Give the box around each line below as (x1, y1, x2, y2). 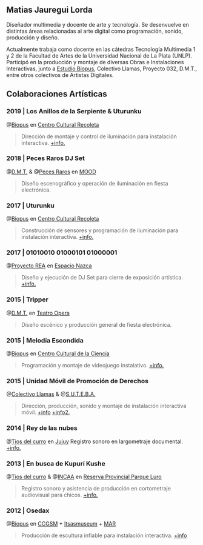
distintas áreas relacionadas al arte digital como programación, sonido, (6, 27, 184, 35)
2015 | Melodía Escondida (6, 336, 84, 344)
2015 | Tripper (6, 295, 48, 304)
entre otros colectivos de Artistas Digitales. (6, 71, 114, 78)
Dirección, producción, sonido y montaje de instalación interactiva (21, 403, 187, 410)
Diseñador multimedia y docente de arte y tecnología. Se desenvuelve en (6, 21, 189, 28)
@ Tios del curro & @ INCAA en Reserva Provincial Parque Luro (6, 473, 162, 480)
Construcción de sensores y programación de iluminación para (21, 227, 179, 234)
